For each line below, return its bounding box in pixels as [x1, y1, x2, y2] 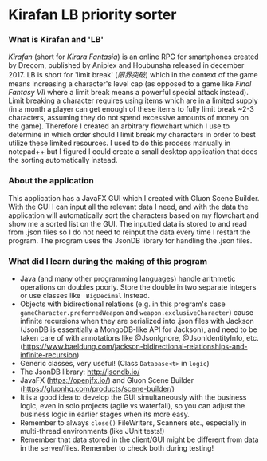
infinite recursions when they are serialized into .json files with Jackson [19, 317, 255, 326]
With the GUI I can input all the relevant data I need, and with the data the [8, 202, 249, 211]
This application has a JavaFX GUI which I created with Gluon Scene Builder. [8, 193, 260, 203]
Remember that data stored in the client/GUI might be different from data [19, 435, 259, 444]
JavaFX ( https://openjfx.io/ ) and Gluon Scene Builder [19, 376, 194, 385]
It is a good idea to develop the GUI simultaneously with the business [19, 392, 247, 402]
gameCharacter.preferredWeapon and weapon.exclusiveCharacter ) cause [19, 308, 253, 317]
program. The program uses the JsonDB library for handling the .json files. [8, 235, 253, 245]
